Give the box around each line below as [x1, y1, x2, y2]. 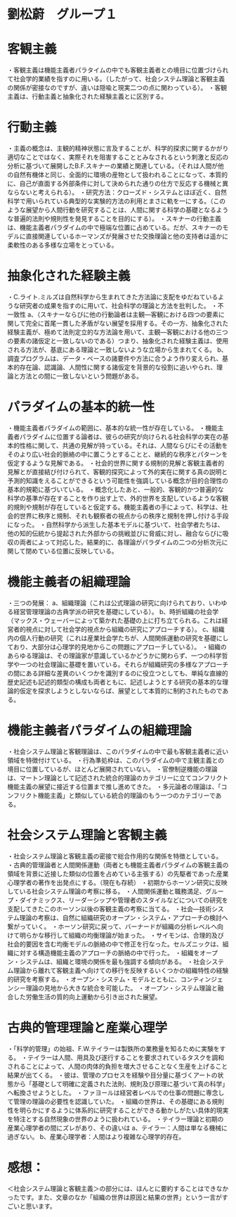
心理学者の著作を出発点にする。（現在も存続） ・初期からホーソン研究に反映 [7, 878, 228, 886]
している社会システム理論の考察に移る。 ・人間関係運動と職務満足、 [7, 887, 206, 896]
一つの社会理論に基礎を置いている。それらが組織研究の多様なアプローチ [19, 660, 229, 668]
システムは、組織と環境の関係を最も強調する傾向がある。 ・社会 [19, 957, 206, 966]
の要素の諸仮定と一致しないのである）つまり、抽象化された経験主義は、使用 [7, 337, 229, 345]
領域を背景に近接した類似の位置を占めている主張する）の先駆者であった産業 [7, 869, 229, 878]
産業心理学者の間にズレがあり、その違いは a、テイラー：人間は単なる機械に [7, 1123, 228, 1132]
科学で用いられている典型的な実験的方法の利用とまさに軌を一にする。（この [7, 197, 226, 205]
